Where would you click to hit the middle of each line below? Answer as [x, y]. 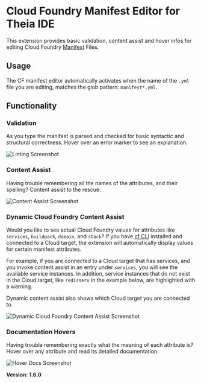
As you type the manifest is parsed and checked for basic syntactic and [95, 136]
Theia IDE [31, 24]
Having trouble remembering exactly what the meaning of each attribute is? [100, 345]
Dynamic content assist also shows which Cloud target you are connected [98, 298]
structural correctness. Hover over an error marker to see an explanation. [97, 142]
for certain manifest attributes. [44, 249]
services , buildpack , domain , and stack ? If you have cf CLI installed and [94, 236]
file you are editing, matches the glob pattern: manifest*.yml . [82, 87]
